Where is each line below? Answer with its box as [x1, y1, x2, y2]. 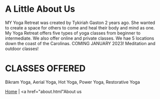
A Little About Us [5, 3, 75, 15]
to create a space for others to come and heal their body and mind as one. [5, 25, 155, 30]
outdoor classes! [5, 46, 39, 51]
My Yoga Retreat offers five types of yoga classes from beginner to [5, 30, 141, 36]
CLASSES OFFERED [5, 63, 86, 74]
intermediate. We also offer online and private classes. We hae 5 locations [5, 35, 154, 41]
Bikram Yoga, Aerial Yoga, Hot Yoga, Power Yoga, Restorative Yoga [5, 79, 140, 85]
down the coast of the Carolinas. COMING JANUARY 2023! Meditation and [5, 40, 156, 46]
